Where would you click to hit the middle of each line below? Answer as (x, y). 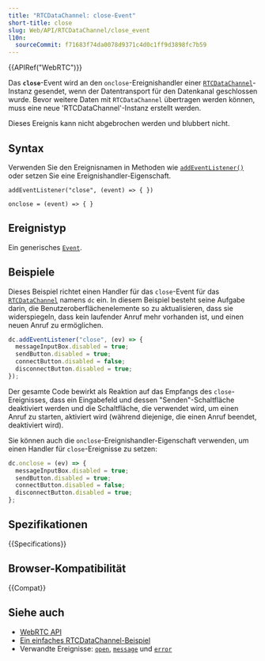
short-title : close (40, 23)
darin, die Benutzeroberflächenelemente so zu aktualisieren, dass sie (121, 308)
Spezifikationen (48, 524)
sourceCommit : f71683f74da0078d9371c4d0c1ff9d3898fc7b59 (111, 45)
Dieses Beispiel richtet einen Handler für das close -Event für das (114, 291)
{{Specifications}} (38, 544)
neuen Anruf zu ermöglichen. (56, 325)
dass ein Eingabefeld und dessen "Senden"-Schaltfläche (142, 400)
